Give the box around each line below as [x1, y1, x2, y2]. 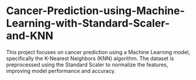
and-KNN [6, 29, 54, 42]
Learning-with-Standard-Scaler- [6, 16, 170, 30]
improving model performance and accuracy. [6, 67, 116, 74]
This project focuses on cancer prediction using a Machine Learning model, [6, 48, 191, 55]
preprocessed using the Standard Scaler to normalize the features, [6, 61, 168, 68]
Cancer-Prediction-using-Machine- [6, 4, 185, 18]
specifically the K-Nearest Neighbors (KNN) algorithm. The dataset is [6, 55, 174, 62]
